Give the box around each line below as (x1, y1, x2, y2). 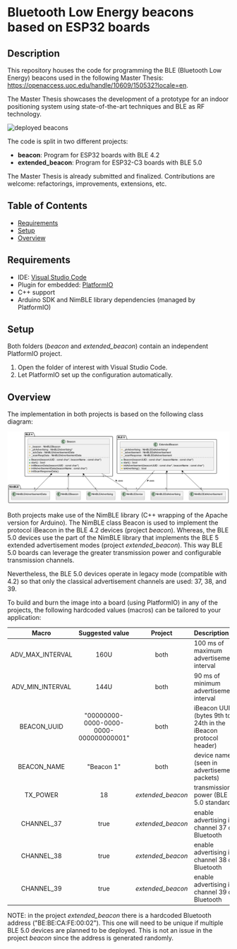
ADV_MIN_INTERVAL (11, 683, 72, 691)
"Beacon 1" (87, 762, 121, 770)
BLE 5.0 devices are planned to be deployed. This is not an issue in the (7, 926, 213, 934)
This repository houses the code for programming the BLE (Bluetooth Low (7, 66, 222, 74)
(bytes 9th (193, 711, 224, 720)
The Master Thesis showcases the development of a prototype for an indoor (7, 95, 229, 103)
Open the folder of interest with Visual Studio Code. (17, 363, 168, 371)
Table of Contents (7, 200, 88, 212)
